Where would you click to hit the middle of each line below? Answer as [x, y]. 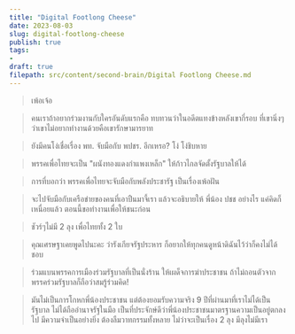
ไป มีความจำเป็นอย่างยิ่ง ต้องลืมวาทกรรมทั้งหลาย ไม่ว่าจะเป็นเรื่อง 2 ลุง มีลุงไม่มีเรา [149, 319]
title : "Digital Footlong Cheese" [73, 17]
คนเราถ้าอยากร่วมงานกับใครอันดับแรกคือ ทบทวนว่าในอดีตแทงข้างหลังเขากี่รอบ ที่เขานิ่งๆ [158, 118]
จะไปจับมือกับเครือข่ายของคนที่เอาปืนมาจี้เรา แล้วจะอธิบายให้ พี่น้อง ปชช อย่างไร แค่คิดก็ [156, 198]
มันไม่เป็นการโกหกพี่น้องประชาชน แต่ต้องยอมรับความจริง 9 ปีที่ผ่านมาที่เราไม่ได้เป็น [151, 299]
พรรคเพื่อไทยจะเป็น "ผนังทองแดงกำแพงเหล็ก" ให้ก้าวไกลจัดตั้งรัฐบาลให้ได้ [138, 163]
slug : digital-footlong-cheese [67, 34]
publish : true [35, 42]
